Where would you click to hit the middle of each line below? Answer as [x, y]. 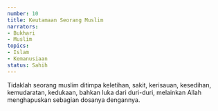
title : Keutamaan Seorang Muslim [55, 20]
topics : [18, 46]
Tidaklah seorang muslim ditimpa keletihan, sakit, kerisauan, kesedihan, [109, 85]
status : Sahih [28, 65]
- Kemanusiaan [28, 59]
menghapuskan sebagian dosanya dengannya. [74, 100]
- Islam [18, 53]
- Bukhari [21, 33]
